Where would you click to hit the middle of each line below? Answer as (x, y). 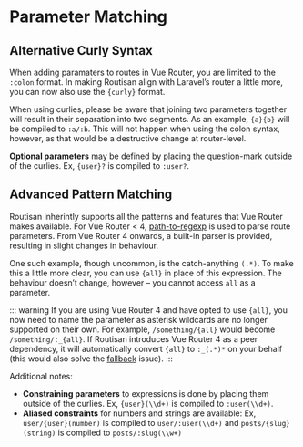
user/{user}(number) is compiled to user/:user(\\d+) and (131, 422)
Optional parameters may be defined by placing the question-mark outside (151, 156)
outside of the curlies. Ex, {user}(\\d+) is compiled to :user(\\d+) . (148, 403)
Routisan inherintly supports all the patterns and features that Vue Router (146, 216)
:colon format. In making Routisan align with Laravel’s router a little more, (146, 82)
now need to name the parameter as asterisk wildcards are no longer (139, 319)
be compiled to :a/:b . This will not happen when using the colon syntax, (145, 129)
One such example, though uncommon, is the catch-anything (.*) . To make (151, 263)
